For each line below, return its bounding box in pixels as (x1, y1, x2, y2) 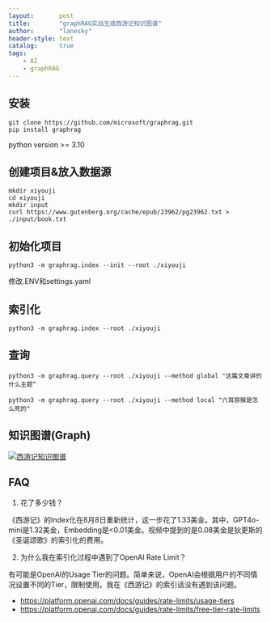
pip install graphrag (8, 125, 82, 133)
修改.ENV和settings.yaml (8, 277, 91, 286)
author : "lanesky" (8, 27, 92, 35)
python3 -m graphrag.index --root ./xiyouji (8, 324, 161, 332)
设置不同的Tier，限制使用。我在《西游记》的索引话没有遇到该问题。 (15, 580, 241, 590)
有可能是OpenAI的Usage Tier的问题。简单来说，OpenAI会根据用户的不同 (8, 569, 251, 579)
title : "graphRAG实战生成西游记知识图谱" (8, 19, 162, 28)
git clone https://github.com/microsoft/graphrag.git (8, 118, 194, 126)
